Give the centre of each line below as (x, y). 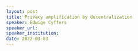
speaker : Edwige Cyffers (36, 22)
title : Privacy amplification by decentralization (69, 17)
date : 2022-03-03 (27, 39)
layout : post (22, 11)
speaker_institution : (33, 33)
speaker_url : (22, 28)
